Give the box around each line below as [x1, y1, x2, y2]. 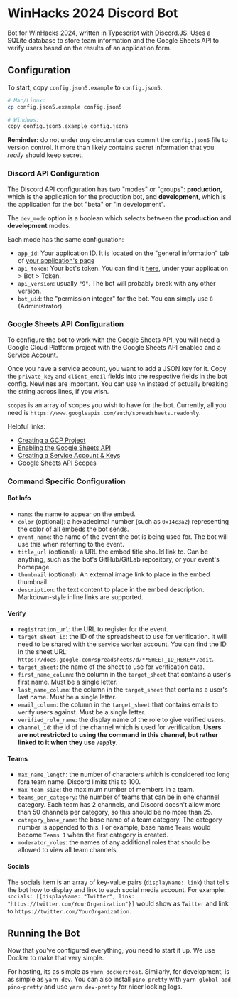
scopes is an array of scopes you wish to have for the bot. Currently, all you [7, 400, 227, 409]
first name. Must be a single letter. [17, 677, 118, 687]
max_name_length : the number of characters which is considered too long [17, 770, 230, 779]
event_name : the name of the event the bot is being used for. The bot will [17, 532, 229, 541]
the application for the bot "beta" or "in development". [7, 200, 166, 208]
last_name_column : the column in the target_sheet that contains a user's [17, 685, 229, 694]
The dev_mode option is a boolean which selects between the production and [7, 213, 232, 222]
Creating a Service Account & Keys [17, 451, 121, 459]
